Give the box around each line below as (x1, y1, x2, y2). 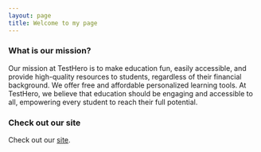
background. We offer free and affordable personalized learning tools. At (8, 80, 247, 90)
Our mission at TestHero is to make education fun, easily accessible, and (8, 63, 247, 72)
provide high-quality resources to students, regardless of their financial (8, 72, 242, 81)
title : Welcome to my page (8, 19, 98, 27)
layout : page (8, 11, 52, 20)
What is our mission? (8, 45, 92, 57)
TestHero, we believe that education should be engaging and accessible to (8, 88, 253, 98)
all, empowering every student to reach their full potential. (8, 97, 198, 107)
